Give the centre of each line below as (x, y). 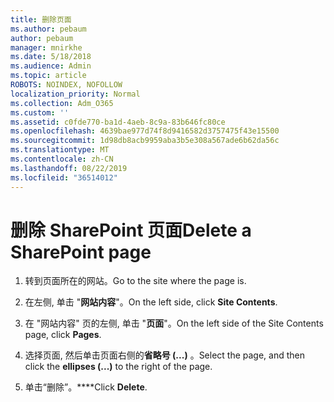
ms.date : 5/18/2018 (51, 57)
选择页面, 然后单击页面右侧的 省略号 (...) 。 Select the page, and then (165, 355)
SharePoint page (81, 252)
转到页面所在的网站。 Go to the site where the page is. (135, 281)
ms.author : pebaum (48, 29)
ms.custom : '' (40, 112)
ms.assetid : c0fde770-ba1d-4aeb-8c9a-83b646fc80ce (118, 122)
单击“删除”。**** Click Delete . (86, 387)
